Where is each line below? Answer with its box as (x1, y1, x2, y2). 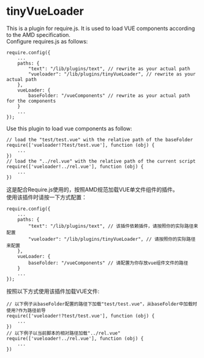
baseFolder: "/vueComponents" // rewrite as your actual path (28, 92, 191, 99)
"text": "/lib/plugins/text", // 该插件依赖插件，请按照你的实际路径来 (28, 223, 198, 229)
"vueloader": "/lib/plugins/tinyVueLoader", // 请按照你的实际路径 (28, 236, 196, 242)
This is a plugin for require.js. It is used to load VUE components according (6, 25, 195, 32)
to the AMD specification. (6, 31, 70, 38)
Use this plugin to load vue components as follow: (6, 125, 133, 132)
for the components (6, 98, 56, 104)
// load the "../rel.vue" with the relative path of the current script (6, 158, 196, 164)
